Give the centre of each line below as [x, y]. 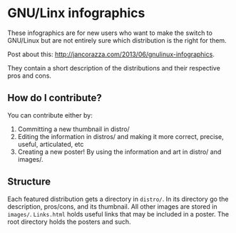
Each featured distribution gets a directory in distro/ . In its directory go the [118, 199]
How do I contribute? [55, 98]
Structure [29, 182]
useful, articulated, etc [51, 144]
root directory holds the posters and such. [69, 222]
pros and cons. [30, 76]
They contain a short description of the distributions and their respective [114, 68]
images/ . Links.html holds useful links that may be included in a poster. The [118, 214]
